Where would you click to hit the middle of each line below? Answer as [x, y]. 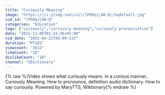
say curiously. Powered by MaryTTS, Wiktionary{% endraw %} [71, 87]
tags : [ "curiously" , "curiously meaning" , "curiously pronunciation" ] [79, 29]
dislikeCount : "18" [26, 57]
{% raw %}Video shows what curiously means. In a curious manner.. [77, 76]
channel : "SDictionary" [30, 62]
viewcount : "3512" [25, 48]
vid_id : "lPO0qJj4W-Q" [29, 19]
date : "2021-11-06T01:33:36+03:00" [43, 34]
